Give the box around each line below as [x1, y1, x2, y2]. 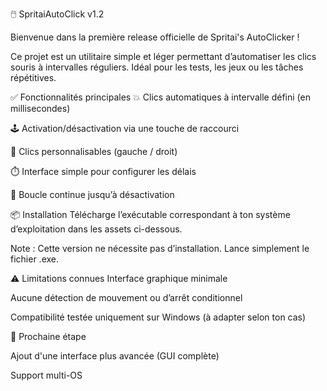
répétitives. [10, 72, 57, 83]
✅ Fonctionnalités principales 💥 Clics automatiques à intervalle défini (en [10, 91, 311, 103]
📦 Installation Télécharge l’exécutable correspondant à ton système [10, 209, 291, 220]
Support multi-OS [10, 369, 83, 381]
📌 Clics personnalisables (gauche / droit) [10, 146, 178, 157]
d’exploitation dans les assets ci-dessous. [10, 223, 183, 235]
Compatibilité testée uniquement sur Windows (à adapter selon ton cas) [10, 311, 307, 323]
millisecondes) [10, 103, 71, 114]
